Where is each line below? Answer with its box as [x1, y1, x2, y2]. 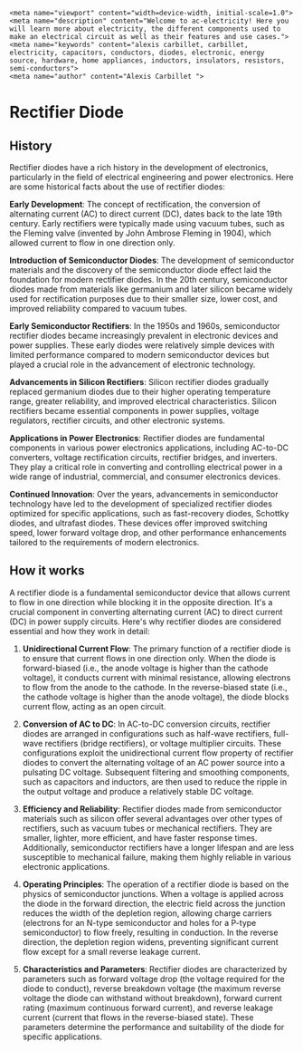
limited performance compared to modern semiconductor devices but [9, 350, 270, 360]
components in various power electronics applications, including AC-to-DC [9, 442, 289, 453]
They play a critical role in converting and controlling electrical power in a [9, 462, 283, 472]
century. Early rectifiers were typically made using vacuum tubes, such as [9, 218, 285, 228]
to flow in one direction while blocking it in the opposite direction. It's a [9, 596, 273, 607]
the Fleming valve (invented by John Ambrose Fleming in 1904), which [9, 227, 271, 238]
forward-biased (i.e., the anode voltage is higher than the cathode [22, 662, 269, 673]
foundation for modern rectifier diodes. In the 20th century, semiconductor [9, 275, 288, 284]
